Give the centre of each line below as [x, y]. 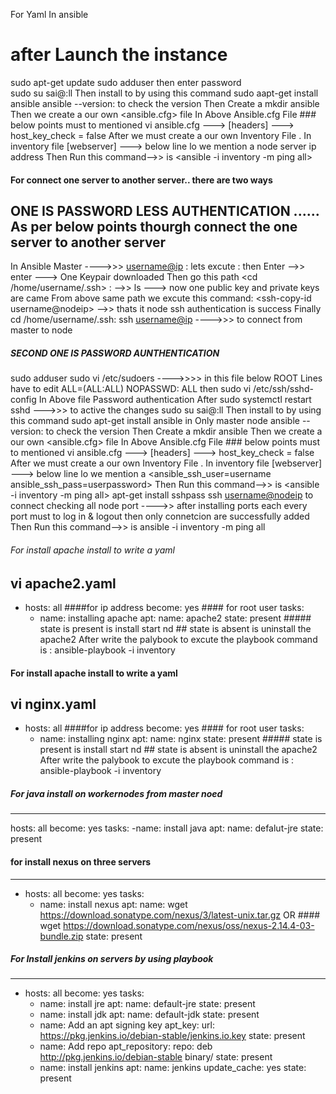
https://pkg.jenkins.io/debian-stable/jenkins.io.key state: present [172, 1036]
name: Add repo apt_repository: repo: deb [126, 1046]
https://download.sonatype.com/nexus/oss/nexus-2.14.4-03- [189, 925]
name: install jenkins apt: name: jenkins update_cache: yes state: [173, 1068]
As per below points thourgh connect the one [154, 226]
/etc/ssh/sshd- [283, 389]
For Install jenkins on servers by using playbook [112, 959]
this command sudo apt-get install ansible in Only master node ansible [155, 421]
